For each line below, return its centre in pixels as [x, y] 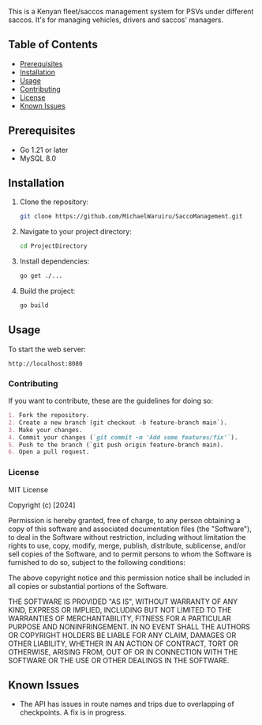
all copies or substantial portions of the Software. [88, 586]
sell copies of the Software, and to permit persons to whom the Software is [130, 554]
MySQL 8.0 [38, 158]
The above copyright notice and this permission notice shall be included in [129, 578]
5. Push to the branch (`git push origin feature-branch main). [116, 445]
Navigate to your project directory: [75, 232]
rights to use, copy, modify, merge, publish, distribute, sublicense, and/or [127, 545]
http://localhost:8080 [45, 363]
